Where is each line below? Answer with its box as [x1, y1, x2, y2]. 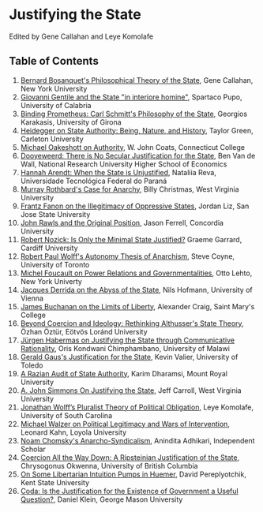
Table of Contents [9, 54, 100, 68]
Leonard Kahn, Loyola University [20, 428, 127, 437]
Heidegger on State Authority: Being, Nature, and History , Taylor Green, [20, 125, 254, 135]
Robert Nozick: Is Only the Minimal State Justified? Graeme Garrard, [20, 234, 242, 244]
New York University [20, 84, 88, 93]
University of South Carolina [20, 410, 113, 420]
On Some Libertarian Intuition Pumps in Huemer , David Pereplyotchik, [20, 469, 247, 479]
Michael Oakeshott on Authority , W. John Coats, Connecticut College [20, 142, 246, 151]
